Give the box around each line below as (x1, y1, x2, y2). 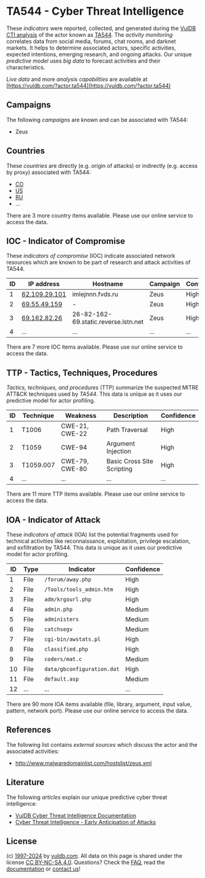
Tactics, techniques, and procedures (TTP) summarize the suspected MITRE (6, 384, 199, 392)
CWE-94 (60, 443, 87, 452)
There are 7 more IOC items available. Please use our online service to (6, 343, 183, 350)
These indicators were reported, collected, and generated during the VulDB (6, 25, 196, 32)
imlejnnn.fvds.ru (72, 290, 118, 298)
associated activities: (6, 747, 60, 755)
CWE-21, (60, 422, 89, 430)
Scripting (106, 464, 133, 473)
